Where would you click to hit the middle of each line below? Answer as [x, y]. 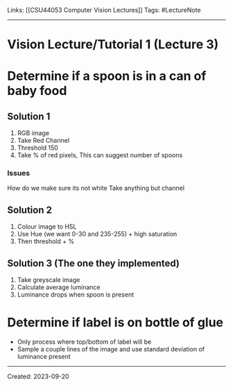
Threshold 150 [38, 148]
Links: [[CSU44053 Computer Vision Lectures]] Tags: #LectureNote [104, 10]
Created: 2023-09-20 [38, 376]
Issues [19, 173]
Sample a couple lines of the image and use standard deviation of [111, 349]
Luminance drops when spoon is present [76, 295]
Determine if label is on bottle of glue [115, 323]
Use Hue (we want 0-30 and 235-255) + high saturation [97, 234]
